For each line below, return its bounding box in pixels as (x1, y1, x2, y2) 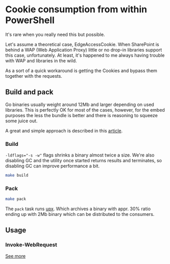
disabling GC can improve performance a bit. (5, 163, 100, 169)
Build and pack (5, 88, 54, 97)
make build (5, 173, 29, 178)
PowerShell (5, 14, 55, 26)
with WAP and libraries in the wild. (5, 57, 77, 63)
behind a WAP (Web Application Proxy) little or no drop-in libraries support (5, 47, 162, 53)
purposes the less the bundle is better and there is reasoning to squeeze (5, 112, 158, 118)
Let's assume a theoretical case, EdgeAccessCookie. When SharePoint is (5, 41, 159, 47)
